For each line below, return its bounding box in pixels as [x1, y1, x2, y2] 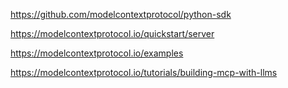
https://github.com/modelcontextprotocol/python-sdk [10, 9, 232, 20]
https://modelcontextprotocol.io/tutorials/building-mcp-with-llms [10, 67, 278, 78]
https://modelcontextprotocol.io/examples [10, 47, 184, 59]
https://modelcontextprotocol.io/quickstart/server [10, 28, 215, 39]
